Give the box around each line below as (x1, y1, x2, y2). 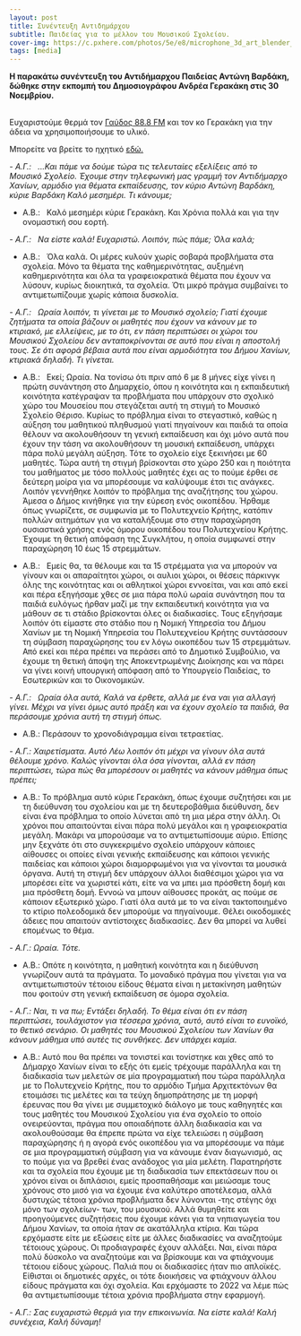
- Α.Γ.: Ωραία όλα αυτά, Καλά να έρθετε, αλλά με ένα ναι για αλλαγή (9, 692, 276, 703)
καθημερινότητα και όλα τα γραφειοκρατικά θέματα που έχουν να (21, 271, 271, 281)
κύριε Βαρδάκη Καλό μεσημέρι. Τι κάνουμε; (9, 190, 173, 201)
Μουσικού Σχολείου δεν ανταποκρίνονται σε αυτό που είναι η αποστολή (9, 335, 280, 346)
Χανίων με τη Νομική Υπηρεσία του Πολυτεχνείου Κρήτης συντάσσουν (21, 627, 288, 638)
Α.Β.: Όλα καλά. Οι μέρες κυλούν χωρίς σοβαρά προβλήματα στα (21, 252, 274, 263)
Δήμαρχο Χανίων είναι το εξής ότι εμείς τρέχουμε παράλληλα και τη (21, 1061, 281, 1072)
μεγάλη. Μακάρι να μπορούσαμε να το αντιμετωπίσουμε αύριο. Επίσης (21, 830, 288, 840)
